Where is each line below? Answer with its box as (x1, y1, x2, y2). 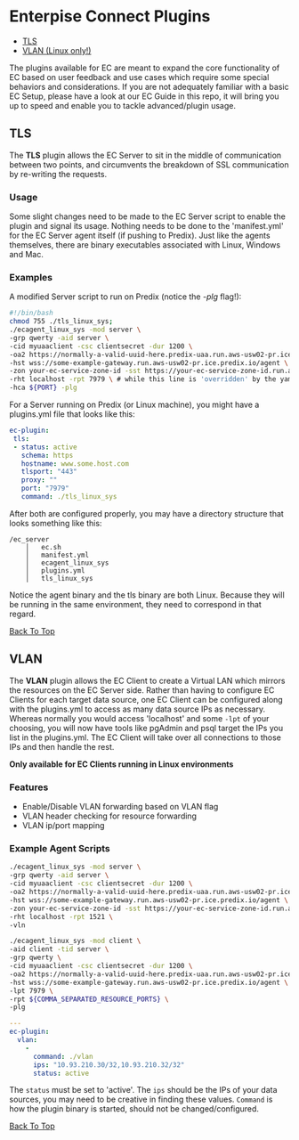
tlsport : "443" (20, 468, 77, 476)
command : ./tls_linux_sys (20, 493, 117, 501)
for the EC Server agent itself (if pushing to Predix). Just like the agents (9, 230, 271, 241)
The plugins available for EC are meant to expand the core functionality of (9, 62, 280, 73)
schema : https (20, 451, 74, 460)
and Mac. (9, 249, 44, 260)
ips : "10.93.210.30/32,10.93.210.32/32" (32, 1060, 185, 1070)
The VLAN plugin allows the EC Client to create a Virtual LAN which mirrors (9, 675, 286, 686)
